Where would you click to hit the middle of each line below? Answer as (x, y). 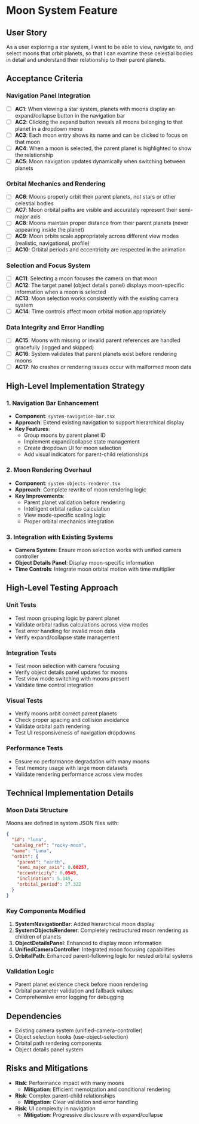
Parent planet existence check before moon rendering (81, 984)
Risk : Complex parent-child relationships (65, 1095)
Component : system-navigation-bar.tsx (65, 416)
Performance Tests (35, 748)
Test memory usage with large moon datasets (71, 768)
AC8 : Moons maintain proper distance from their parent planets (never (102, 223)
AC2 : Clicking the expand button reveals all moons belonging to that (99, 122)
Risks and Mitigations (47, 1068)
